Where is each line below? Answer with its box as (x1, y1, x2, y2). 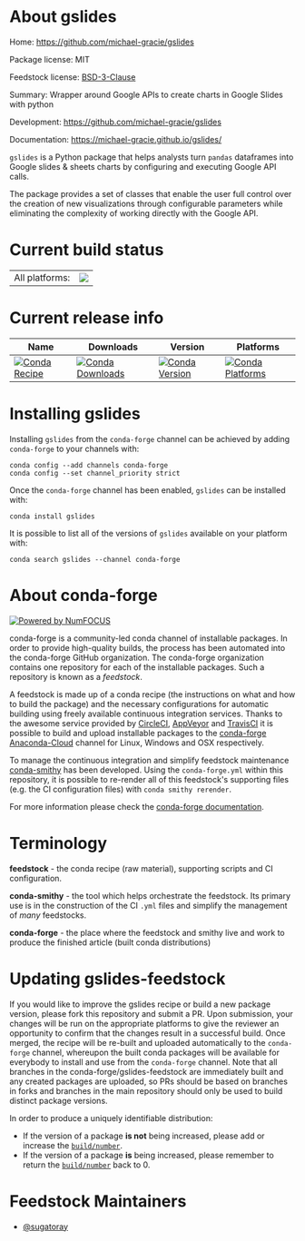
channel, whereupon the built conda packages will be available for (31, 1047, 280, 1058)
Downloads (87, 340, 139, 353)
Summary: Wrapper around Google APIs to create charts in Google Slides (9, 89, 284, 100)
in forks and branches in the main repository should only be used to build (9, 1085, 283, 1096)
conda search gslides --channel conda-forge (9, 555, 181, 564)
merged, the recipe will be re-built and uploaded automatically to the (9, 1037, 266, 1048)
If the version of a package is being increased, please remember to (22, 1149, 274, 1160)
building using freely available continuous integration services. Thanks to (9, 708, 283, 719)
